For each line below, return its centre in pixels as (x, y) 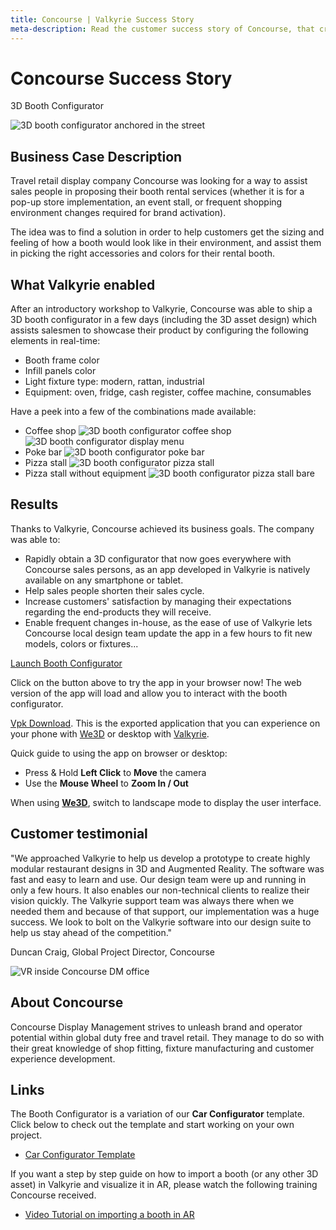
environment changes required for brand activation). (118, 213)
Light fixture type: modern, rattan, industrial (114, 382)
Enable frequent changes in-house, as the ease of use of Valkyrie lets (168, 622)
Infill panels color (60, 371)
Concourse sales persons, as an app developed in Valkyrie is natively (167, 569)
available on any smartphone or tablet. (104, 580)
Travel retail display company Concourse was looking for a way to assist (159, 181)
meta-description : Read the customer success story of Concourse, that (162, 29)
